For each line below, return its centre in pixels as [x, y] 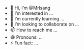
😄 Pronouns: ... [26, 37]
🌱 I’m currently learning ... [37, 19]
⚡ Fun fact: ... [24, 43]
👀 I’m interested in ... [32, 13]
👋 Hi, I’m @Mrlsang [30, 8]
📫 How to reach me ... [34, 30]
